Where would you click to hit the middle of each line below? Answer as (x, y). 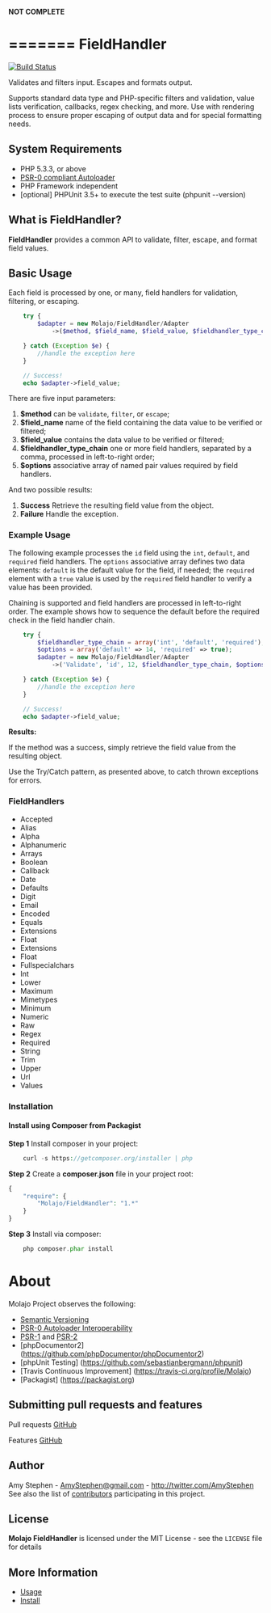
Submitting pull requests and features (106, 1405)
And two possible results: (50, 490)
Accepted (36, 819)
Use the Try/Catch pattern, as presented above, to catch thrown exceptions (134, 772)
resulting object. (35, 756)
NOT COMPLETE (37, 12)
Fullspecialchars (47, 965)
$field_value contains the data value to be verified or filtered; (122, 440)
